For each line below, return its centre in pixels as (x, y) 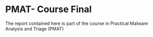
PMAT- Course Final (48, 9)
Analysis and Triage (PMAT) (34, 28)
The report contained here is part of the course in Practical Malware (77, 23)
